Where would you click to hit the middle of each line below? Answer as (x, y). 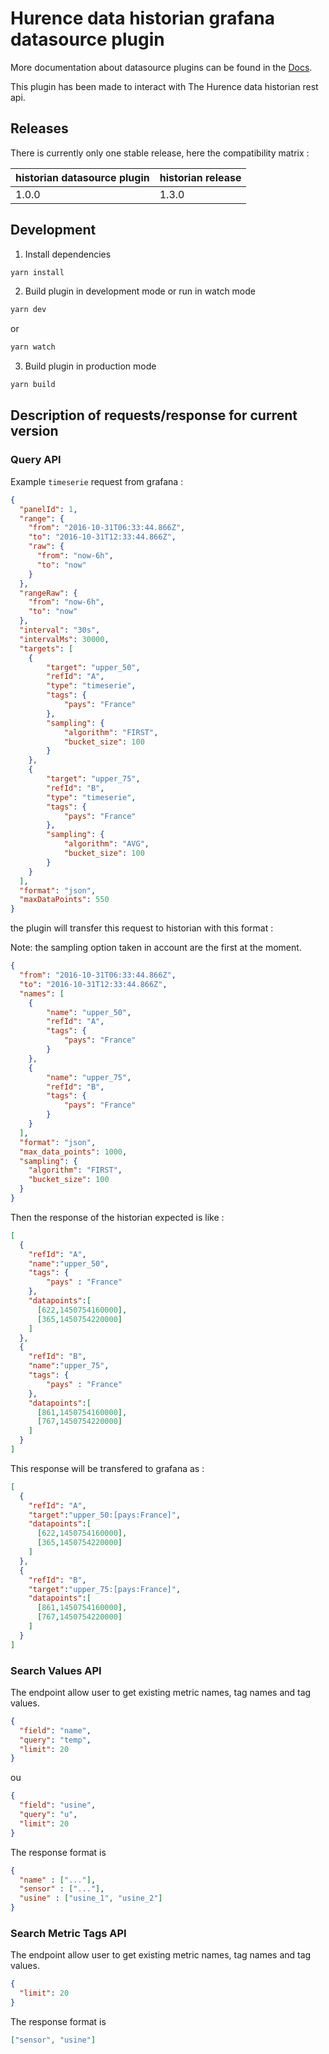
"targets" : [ (46, 648)
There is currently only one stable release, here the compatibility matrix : (160, 153)
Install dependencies (68, 254)
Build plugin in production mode (90, 366)
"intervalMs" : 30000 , (64, 639)
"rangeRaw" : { (48, 593)
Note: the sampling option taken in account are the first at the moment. (156, 948)
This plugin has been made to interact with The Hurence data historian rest (164, 86)
